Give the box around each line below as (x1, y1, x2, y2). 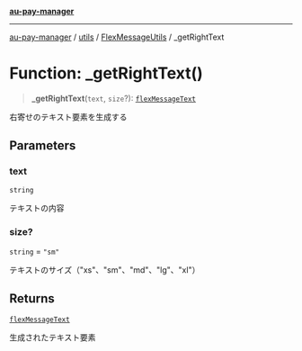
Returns (9, 291, 56, 307)
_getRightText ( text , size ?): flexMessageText (31, 93, 196, 103)
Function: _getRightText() (9, 63, 204, 84)
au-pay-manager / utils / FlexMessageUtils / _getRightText (9, 31, 225, 42)
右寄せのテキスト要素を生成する (9, 111, 128, 122)
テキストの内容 (9, 202, 65, 213)
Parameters (9, 138, 76, 154)
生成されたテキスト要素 (9, 331, 96, 343)
